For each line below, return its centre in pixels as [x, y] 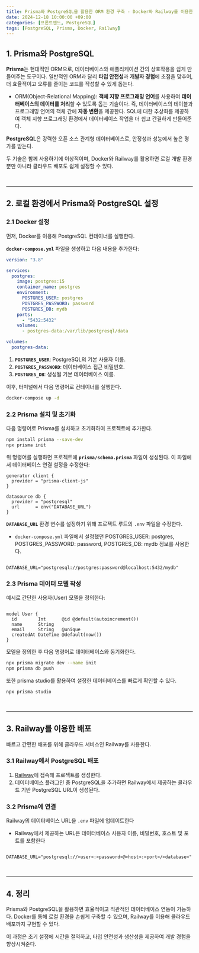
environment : [33, 293]
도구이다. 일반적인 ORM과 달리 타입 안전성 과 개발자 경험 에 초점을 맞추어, [110, 76]
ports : [25, 315]
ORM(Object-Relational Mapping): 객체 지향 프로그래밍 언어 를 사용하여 [97, 97]
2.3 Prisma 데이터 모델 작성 [44, 583]
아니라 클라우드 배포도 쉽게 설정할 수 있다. [65, 166]
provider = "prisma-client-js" [50, 481]
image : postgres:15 [41, 282]
